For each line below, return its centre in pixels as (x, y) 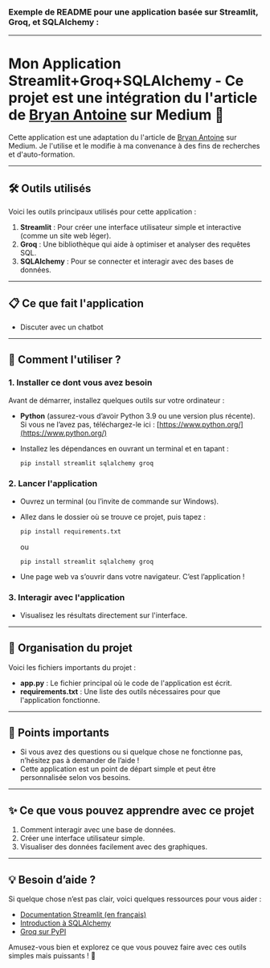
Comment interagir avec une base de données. (98, 830)
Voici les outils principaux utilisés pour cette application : (102, 212)
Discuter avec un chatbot (61, 327)
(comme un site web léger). (65, 236)
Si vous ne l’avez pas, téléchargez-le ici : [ (90, 424)
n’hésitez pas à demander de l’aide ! (80, 761)
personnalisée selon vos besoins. (75, 778)
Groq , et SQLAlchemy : (54, 22)
